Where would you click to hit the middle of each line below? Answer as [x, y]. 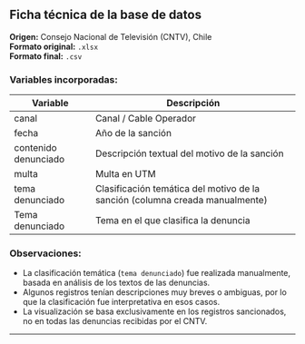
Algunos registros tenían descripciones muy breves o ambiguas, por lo [155, 292]
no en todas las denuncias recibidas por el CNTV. [115, 321]
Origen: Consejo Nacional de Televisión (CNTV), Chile [111, 36]
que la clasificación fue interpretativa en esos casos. [121, 302]
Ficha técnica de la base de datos [106, 15]
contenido [35, 148]
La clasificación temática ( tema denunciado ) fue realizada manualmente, [157, 273]
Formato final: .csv [46, 56]
